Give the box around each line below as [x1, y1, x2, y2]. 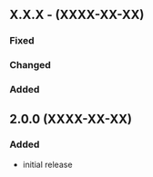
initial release [22, 159, 73, 170]
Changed [9, 59, 52, 72]
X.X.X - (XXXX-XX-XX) [9, 7, 145, 23]
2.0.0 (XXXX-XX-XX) [9, 111, 132, 126]
